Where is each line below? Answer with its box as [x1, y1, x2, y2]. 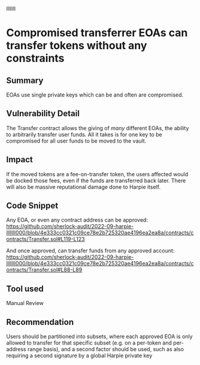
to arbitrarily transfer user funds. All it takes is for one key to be [6, 131, 163, 138]
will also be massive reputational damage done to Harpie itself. [6, 183, 160, 191]
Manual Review [6, 300, 44, 307]
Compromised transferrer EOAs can [6, 26, 188, 40]
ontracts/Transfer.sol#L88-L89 [6, 266, 83, 273]
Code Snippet [6, 201, 59, 211]
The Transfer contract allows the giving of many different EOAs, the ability [6, 124, 189, 131]
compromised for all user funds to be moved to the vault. [6, 137, 147, 144]
